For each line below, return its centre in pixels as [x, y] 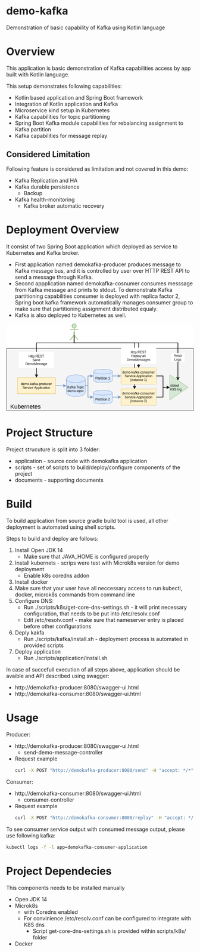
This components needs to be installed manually [65, 888]
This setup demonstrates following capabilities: [64, 86]
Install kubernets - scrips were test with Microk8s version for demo [97, 563]
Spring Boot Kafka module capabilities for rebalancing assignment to [99, 123]
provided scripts [44, 645]
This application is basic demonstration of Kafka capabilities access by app [99, 68]
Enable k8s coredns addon [57, 576]
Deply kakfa [29, 633]
